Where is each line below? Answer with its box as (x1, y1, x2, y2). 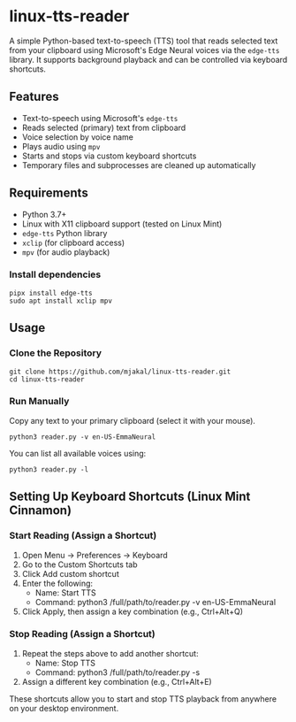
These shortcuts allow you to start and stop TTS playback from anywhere (9, 693, 277, 704)
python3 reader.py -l (9, 465, 89, 474)
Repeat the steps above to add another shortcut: (21, 648, 199, 658)
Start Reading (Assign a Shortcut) (9, 529, 157, 541)
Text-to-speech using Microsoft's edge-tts (21, 112, 178, 123)
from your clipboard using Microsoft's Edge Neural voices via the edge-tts (9, 44, 280, 55)
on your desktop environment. (9, 703, 119, 713)
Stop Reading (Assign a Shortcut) (9, 628, 156, 641)
